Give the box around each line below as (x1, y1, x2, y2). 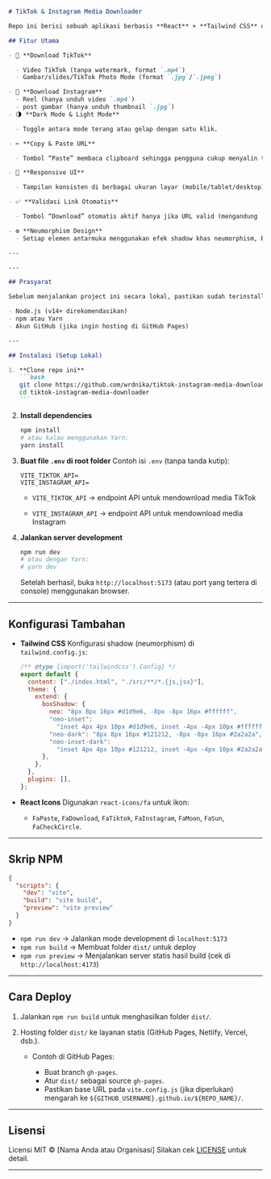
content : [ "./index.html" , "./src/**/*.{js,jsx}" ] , (27, 678, 206, 686)
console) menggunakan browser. (19, 586, 130, 596)
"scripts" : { (15, 881, 60, 889)
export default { (19, 670, 79, 678)
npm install (19, 426, 60, 434)
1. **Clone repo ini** (8, 366, 85, 374)
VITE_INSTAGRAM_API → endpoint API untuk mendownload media (31, 508, 244, 518)
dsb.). (19, 1035, 40, 1045)
